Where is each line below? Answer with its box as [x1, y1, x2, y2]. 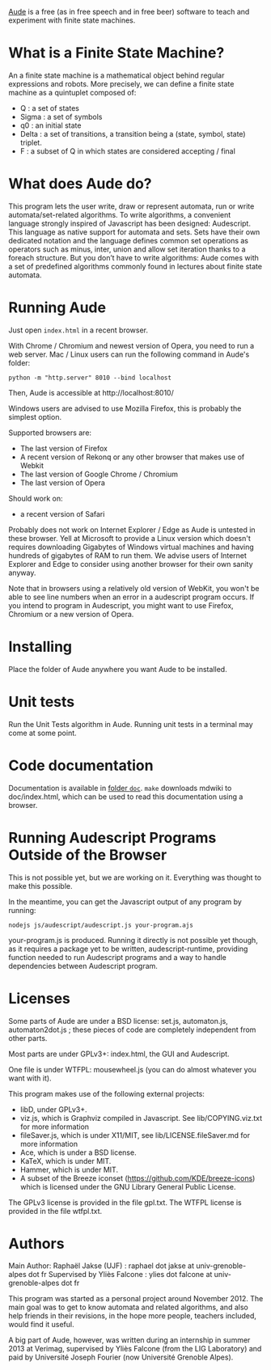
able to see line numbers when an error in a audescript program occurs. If [8, 592, 255, 602]
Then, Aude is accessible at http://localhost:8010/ [8, 387, 174, 397]
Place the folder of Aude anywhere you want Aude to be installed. [8, 664, 228, 674]
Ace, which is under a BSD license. [19, 1148, 137, 1157]
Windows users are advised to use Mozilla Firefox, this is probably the [8, 404, 242, 413]
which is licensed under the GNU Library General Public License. [19, 1182, 236, 1191]
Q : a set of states [19, 103, 79, 112]
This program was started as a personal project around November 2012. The [8, 1294, 264, 1304]
